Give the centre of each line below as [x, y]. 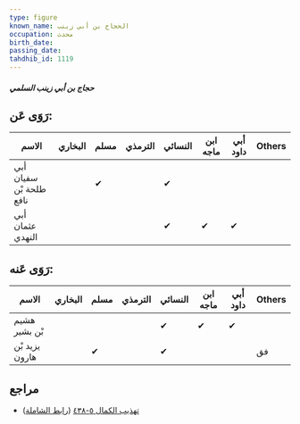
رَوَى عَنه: [31, 269]
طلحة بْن [30, 189]
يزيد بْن [27, 346]
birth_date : [31, 42]
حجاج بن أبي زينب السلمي [52, 87]
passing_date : [36, 51]
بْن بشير [29, 331]
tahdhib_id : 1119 [42, 59]
